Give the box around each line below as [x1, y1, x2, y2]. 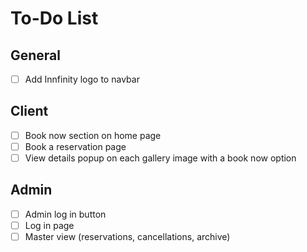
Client [10, 103, 49, 120]
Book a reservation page [24, 140, 127, 152]
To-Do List [10, 7, 99, 30]
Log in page [24, 219, 75, 231]
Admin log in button [24, 208, 107, 220]
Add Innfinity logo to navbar [24, 73, 140, 85]
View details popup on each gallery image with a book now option [24, 152, 297, 164]
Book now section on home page [24, 129, 162, 141]
